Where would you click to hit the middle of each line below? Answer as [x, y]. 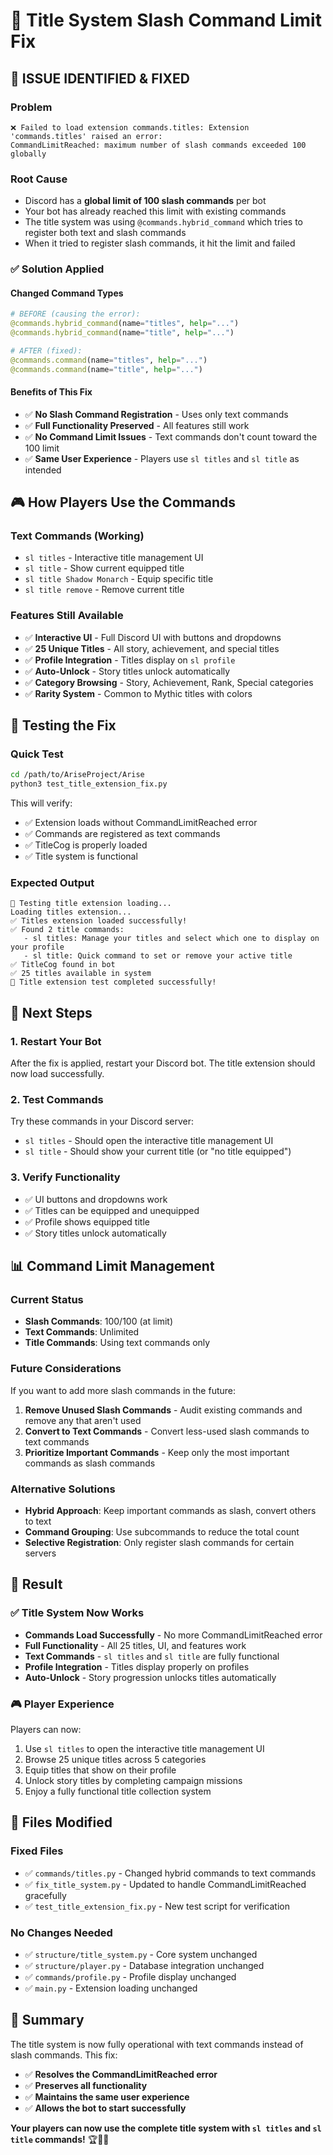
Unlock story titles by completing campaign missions [133, 1781]
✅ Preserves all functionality [86, 2085]
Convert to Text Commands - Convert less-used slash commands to [167, 1431]
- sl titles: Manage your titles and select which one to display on [171, 939]
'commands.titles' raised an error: [86, 136]
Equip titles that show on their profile [100, 1770]
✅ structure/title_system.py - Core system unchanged [141, 1954]
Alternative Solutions [63, 1489]
